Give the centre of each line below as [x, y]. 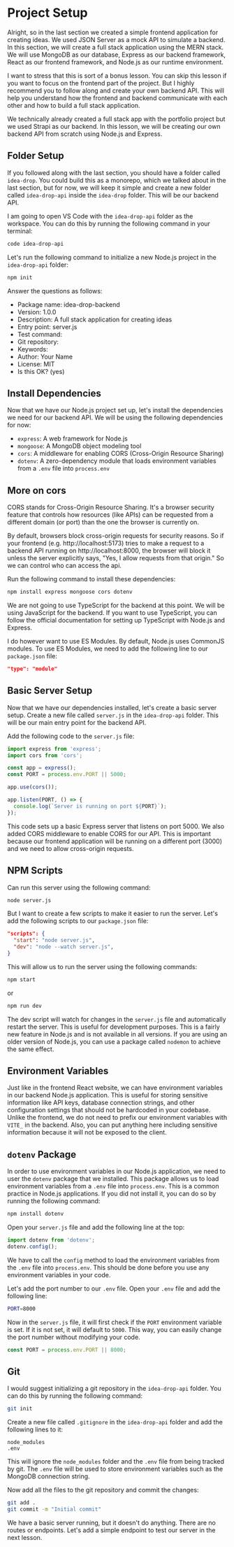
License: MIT [36, 364]
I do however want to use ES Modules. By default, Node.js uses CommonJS [116, 641]
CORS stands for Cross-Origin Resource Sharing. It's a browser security [111, 507]
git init [20, 1409]
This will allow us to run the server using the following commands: [102, 966]
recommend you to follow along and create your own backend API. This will [116, 90]
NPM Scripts [35, 871]
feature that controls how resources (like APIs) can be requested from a [110, 515]
